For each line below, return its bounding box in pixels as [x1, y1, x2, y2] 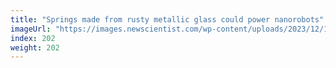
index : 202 [10, 33, 56, 43]
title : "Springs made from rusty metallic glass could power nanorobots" [10, 14, 325, 25]
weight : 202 [10, 42, 60, 53]
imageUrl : [10, 24, 52, 34]
